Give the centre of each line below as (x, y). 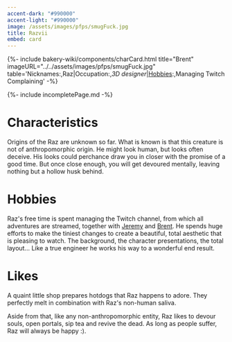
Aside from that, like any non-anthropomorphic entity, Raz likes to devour (111, 316)
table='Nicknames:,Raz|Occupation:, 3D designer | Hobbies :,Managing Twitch (116, 74)
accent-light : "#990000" (43, 20)
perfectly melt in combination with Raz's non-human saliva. (92, 302)
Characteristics (53, 123)
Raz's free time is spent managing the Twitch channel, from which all (106, 219)
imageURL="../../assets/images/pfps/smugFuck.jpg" (81, 67)
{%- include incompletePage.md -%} (60, 95)
